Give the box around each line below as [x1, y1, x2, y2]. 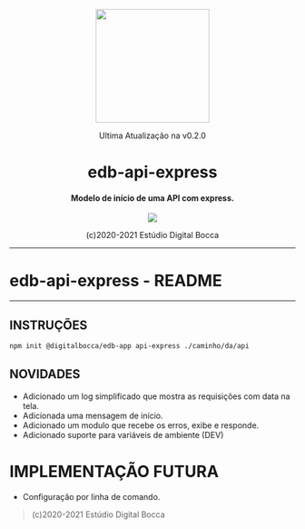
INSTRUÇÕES [9, 317, 88, 333]
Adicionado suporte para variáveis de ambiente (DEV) [22, 429, 224, 440]
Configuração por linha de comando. [22, 491, 161, 502]
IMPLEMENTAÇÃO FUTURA [9, 462, 220, 482]
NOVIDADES [9, 366, 81, 382]
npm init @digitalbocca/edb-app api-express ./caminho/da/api [9, 342, 250, 351]
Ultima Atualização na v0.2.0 [98, 130, 207, 141]
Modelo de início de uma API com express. [71, 192, 234, 204]
